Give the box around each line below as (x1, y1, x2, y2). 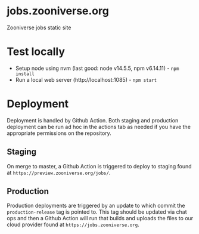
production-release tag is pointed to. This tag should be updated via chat (7, 208, 187, 215)
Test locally (7, 45, 65, 59)
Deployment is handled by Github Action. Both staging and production (7, 116, 179, 124)
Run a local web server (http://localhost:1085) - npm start (15, 76, 157, 83)
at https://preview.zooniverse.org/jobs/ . (7, 169, 111, 176)
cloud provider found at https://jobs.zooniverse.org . (7, 221, 139, 228)
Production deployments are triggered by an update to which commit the (7, 202, 185, 210)
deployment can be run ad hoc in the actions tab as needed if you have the (7, 123, 191, 130)
